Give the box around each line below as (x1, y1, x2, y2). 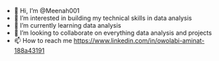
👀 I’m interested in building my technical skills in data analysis (13, 14, 192, 22)
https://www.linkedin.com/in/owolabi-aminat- (73, 37, 205, 44)
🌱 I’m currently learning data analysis (13, 21, 121, 29)
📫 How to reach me (13, 37, 72, 44)
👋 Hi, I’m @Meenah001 (13, 7, 80, 15)
